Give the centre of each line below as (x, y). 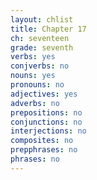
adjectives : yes (44, 94)
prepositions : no (46, 112)
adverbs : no (35, 103)
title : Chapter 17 (48, 29)
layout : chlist (42, 19)
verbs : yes (33, 57)
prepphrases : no (44, 150)
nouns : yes (33, 76)
